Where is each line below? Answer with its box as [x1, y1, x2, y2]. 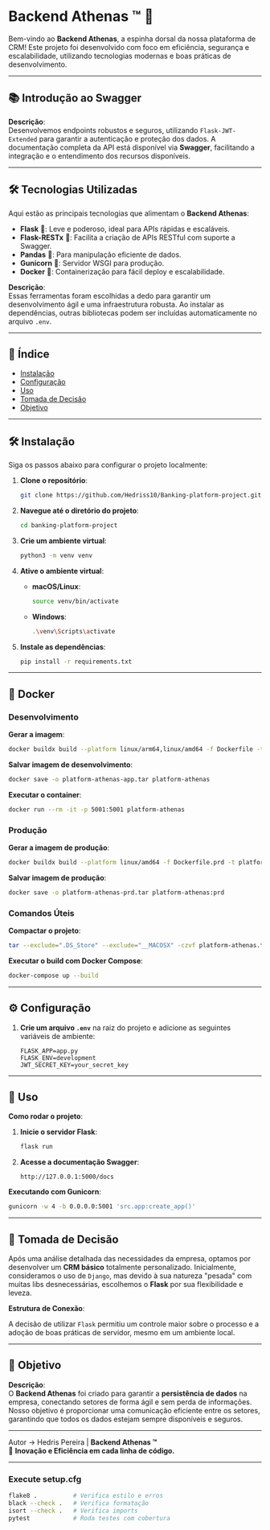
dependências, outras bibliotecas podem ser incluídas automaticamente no [8, 307, 257, 317]
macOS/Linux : [31, 581, 81, 591]
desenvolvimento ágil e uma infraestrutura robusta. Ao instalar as [8, 299, 225, 309]
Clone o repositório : [19, 476, 88, 485]
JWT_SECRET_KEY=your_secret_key [19, 1061, 129, 1069]
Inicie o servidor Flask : [19, 1127, 98, 1137]
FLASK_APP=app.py [19, 1046, 79, 1055]
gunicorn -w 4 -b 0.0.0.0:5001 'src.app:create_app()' [8, 1202, 196, 1210]
